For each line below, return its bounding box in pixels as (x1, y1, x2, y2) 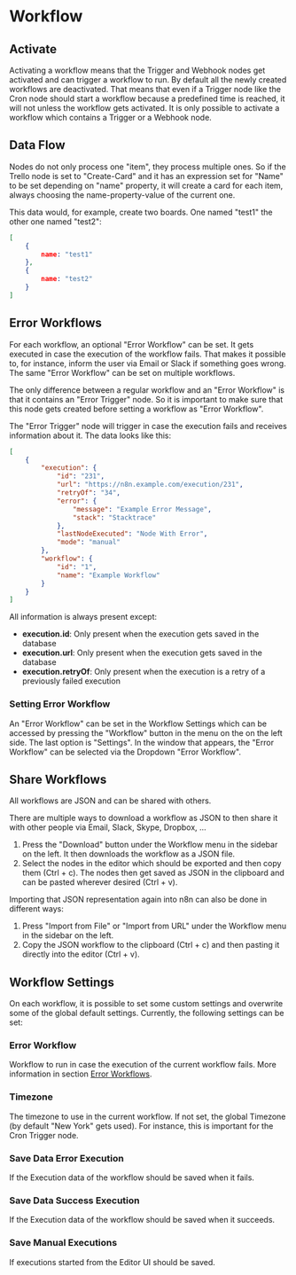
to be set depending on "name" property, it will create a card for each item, (9, 180, 284, 191)
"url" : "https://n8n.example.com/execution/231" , (56, 481, 244, 489)
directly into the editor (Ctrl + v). (21, 949, 140, 959)
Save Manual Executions (9, 1237, 118, 1249)
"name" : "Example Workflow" (56, 570, 161, 580)
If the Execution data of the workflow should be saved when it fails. (9, 1172, 255, 1183)
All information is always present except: (9, 612, 158, 622)
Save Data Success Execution (9, 1194, 140, 1207)
